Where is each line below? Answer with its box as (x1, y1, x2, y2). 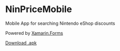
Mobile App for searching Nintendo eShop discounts (5, 20, 115, 26)
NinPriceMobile (5, 4, 72, 15)
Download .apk (5, 39, 37, 46)
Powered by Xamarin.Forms (5, 30, 64, 36)
